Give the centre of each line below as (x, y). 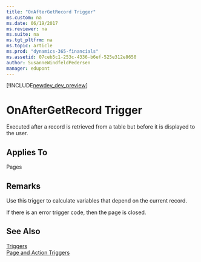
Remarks (24, 186)
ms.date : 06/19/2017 (32, 23)
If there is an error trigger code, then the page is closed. (76, 212)
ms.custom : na (24, 18)
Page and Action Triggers (38, 252)
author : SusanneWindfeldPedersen (48, 62)
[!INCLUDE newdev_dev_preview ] (47, 86)
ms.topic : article (29, 46)
